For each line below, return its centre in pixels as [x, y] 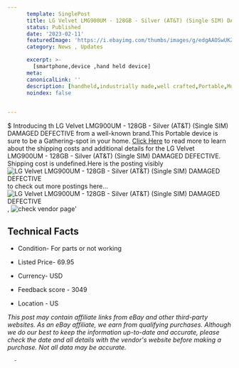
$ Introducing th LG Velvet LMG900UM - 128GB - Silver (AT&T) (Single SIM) [118, 126]
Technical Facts [43, 231]
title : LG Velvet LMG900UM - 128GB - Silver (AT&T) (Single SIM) [125, 21]
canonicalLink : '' [53, 80]
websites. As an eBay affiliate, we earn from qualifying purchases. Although [119, 325]
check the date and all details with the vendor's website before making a [115, 340]
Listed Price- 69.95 [46, 262]
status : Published [53, 27]
